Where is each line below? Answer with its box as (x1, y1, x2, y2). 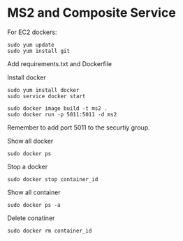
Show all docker (7, 137, 54, 145)
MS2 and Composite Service (7, 5, 176, 21)
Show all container (7, 188, 61, 196)
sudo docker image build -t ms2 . (7, 104, 108, 112)
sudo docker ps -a (7, 201, 61, 208)
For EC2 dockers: (7, 28, 57, 36)
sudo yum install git (7, 47, 71, 54)
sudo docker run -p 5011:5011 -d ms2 (7, 111, 117, 118)
